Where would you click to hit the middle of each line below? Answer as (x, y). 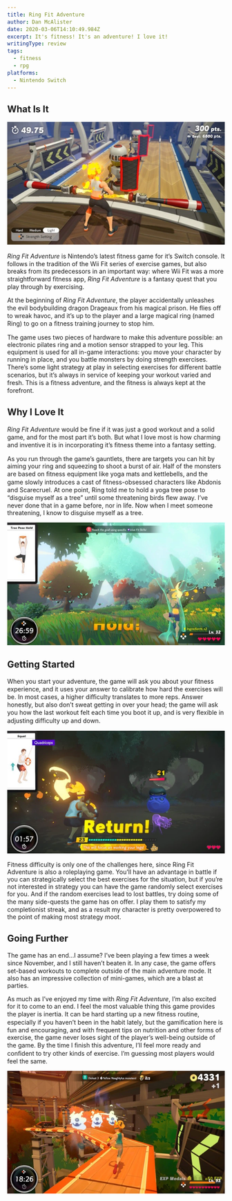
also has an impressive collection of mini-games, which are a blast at (105, 978)
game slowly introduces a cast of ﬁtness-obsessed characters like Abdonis (114, 482)
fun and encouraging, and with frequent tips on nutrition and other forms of (114, 1030)
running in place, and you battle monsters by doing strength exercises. (108, 359)
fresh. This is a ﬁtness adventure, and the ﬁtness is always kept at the (106, 383)
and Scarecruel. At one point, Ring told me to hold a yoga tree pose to (106, 490)
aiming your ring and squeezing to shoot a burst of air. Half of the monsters (114, 466)
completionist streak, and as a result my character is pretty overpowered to (114, 910)
